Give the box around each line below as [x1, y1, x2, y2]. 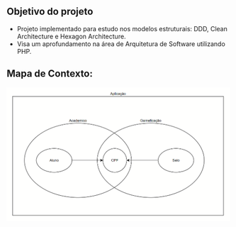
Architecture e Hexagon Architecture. [16, 32, 126, 40]
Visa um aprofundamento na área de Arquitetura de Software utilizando [16, 39, 226, 48]
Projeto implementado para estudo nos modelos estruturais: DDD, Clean [16, 24, 227, 33]
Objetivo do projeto [6, 6, 94, 18]
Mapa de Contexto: [6, 67, 94, 80]
